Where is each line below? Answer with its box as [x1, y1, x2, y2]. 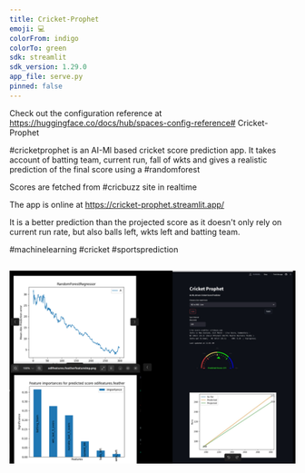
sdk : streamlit [9, 53, 67, 63]
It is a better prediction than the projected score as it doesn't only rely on [9, 216, 282, 227]
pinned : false [9, 82, 64, 91]
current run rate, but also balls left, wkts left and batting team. [9, 226, 241, 237]
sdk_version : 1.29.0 [9, 63, 88, 72]
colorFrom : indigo [9, 34, 79, 43]
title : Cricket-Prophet [9, 15, 100, 24]
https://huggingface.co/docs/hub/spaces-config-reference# [9, 117, 236, 128]
